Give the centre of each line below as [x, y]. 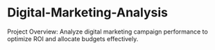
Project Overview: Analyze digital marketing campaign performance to [108, 32]
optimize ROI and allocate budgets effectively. [73, 38]
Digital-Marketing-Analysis [88, 13]
